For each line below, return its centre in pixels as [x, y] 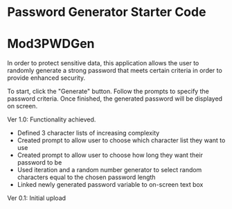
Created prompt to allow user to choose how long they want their [110, 155]
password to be [39, 162]
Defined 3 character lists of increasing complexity [88, 133]
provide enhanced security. [46, 78]
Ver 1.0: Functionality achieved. [52, 119]
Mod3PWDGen [51, 44]
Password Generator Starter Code [107, 12]
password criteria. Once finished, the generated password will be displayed [115, 99]
